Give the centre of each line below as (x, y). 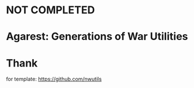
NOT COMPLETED (51, 10)
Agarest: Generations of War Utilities (97, 37)
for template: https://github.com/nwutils (54, 79)
